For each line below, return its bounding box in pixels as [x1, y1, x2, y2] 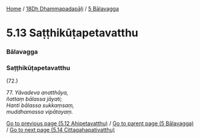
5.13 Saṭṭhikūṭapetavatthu [6, 26, 138, 40]
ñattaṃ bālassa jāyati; [6, 96, 62, 103]
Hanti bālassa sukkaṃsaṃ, [6, 102, 74, 109]
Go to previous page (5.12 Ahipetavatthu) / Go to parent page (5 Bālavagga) [6, 120, 194, 127]
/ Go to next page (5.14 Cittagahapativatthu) [6, 126, 115, 134]
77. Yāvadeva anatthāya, [6, 89, 68, 96]
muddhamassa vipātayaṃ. [6, 108, 74, 116]
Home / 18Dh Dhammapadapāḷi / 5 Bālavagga [6, 5, 119, 12]
